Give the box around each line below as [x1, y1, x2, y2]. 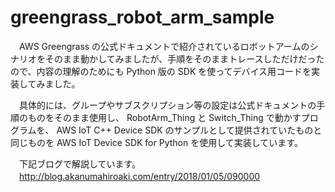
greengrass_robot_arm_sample [10, 6, 275, 29]
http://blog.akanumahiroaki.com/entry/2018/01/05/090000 [19, 170, 261, 182]
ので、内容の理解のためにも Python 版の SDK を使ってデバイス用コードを [10, 65, 312, 77]
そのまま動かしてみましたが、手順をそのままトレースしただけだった [44, 52, 325, 65]
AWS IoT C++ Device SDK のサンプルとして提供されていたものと [56, 124, 323, 136]
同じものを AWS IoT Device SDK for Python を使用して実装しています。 [10, 136, 303, 148]
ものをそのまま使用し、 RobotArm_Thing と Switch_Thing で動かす [27, 111, 302, 123]
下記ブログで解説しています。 [18, 157, 142, 170]
